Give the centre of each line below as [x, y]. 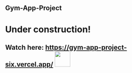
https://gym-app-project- [86, 47]
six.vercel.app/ [29, 64]
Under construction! [48, 29]
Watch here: [24, 47]
